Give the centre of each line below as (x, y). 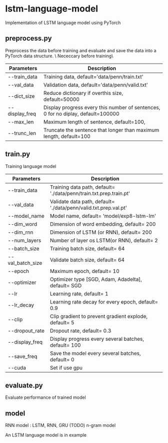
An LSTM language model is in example (46, 435)
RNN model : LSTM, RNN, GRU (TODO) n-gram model (60, 425)
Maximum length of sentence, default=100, (94, 122)
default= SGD (66, 285)
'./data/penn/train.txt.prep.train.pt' (90, 193)
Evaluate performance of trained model (45, 397)
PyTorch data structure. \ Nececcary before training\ (59, 56)
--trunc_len (22, 133)
